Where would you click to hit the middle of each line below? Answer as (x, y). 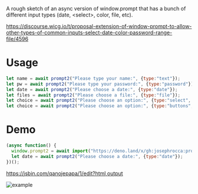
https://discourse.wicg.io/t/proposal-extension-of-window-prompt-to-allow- (99, 26)
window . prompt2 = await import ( (51, 151)
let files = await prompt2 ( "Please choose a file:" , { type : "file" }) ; (93, 95)
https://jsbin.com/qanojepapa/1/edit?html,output (65, 173)
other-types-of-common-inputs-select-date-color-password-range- (89, 33)
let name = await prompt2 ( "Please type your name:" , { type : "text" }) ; (93, 78)
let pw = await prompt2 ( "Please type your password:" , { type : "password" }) (100, 84)
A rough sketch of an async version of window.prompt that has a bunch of (96, 9)
